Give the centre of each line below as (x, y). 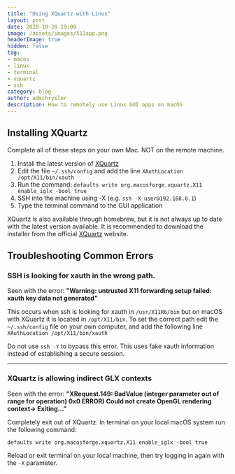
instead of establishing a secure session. (66, 354)
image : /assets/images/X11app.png (58, 33)
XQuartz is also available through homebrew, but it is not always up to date (115, 219)
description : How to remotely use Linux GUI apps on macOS (95, 105)
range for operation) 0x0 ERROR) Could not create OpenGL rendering (109, 401)
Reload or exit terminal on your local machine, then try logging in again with (116, 455)
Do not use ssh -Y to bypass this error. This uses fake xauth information (111, 346)
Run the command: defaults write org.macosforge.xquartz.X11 (110, 184)
